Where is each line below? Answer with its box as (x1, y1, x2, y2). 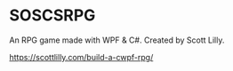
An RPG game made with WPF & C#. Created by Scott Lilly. (9, 35, 225, 45)
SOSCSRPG (9, 5, 96, 26)
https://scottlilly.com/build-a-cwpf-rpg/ (9, 51, 154, 62)
